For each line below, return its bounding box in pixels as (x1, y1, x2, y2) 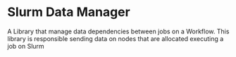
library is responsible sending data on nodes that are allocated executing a (7, 34, 224, 42)
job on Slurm (7, 42, 44, 50)
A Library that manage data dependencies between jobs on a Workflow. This (7, 27, 230, 35)
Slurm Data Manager (7, 4, 130, 20)
